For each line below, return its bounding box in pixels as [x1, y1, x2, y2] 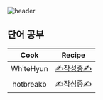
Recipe [61, 50, 86, 60]
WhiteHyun [11, 64, 48, 74]
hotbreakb [12, 80, 48, 89]
